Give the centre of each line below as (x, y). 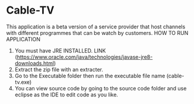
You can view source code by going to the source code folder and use (101, 88)
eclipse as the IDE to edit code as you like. (66, 95)
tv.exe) (23, 82)
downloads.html (34, 63)
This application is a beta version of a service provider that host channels (96, 27)
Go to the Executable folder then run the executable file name (90, 76)
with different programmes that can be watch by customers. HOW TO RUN (97, 32)
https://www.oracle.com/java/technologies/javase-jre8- (85, 57)
